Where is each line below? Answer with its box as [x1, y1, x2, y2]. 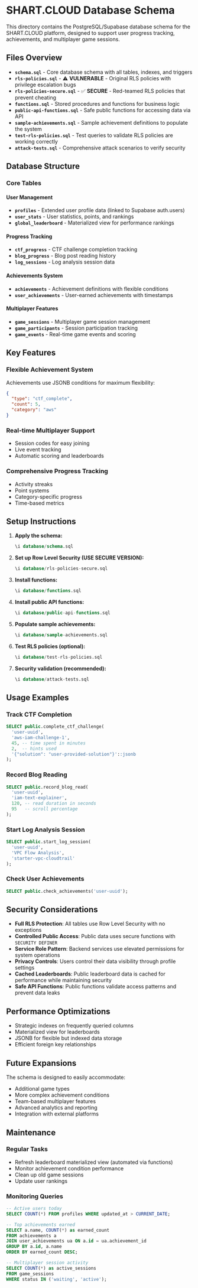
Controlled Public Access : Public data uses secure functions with [14, 933, 176, 940]
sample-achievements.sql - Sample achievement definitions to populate [14, 119, 188, 126]
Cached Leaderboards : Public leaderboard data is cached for [14, 970, 165, 978]
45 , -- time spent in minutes [11, 740, 86, 746]
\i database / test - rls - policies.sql [14, 654, 103, 660]
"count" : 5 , [11, 401, 41, 408]
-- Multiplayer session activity [6, 1260, 89, 1266]
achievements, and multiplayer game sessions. [6, 35, 120, 43]
